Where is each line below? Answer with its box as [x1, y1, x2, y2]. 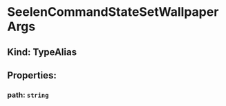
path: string [7, 90, 49, 100]
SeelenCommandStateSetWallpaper [7, 4, 219, 20]
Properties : [7, 70, 57, 81]
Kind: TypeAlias [7, 46, 77, 58]
